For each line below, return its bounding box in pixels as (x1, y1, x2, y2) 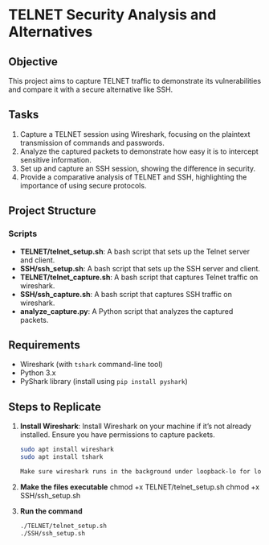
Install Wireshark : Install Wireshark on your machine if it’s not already (19, 421, 251, 431)
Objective (8, 55, 59, 68)
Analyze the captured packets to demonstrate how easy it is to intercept (19, 147, 259, 156)
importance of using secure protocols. (19, 180, 147, 190)
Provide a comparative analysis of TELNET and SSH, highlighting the (19, 171, 247, 182)
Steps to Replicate (8, 400, 102, 414)
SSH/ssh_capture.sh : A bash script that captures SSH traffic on (19, 289, 233, 299)
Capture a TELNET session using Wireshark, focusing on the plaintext (19, 129, 251, 138)
